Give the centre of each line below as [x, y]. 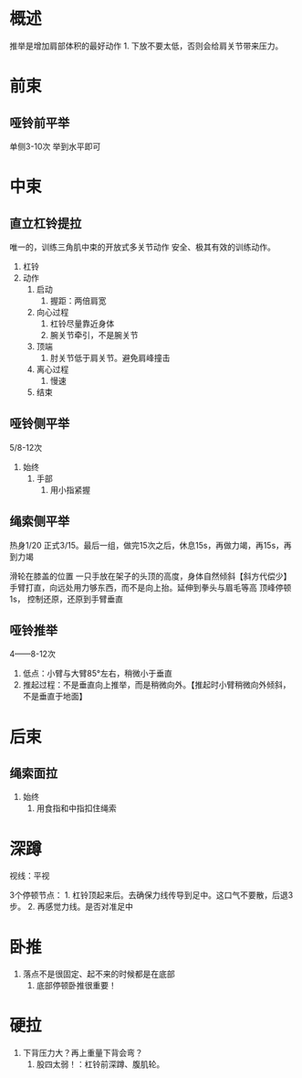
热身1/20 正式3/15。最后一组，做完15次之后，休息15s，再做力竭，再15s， [147, 545]
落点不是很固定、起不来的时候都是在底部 [99, 974]
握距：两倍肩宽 [78, 300]
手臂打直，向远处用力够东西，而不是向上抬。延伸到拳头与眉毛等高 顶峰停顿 [151, 587]
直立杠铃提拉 [46, 224]
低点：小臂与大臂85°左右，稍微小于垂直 [98, 674]
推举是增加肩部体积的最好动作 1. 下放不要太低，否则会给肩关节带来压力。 [146, 46]
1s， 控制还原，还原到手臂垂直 [67, 599]
